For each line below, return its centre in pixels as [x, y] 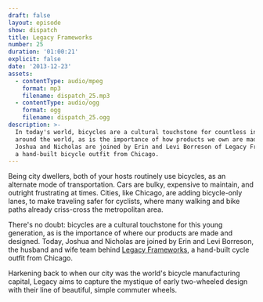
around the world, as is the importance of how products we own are [129, 139]
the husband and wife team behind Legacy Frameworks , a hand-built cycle [129, 250]
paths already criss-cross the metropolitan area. [86, 209]
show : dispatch [33, 30]
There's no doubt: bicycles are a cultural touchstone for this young [115, 225]
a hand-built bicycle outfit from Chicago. [87, 154]
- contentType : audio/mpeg [59, 81]
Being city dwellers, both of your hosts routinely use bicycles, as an [117, 176]
